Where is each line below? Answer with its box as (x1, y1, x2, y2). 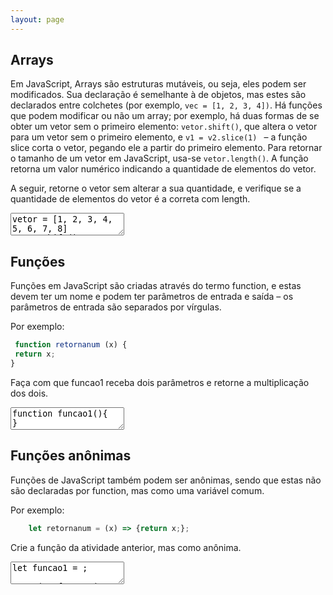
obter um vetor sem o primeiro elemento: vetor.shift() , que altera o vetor (10, 121, 318, 133)
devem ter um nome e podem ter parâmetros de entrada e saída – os (10, 291, 294, 303)
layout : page (10, 14, 65, 25)
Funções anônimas (10, 447, 132, 465)
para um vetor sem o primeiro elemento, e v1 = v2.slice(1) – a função (10, 131, 308, 143)
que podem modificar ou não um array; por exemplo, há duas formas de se (10, 110, 320, 122)
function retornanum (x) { (14, 340, 128, 350)
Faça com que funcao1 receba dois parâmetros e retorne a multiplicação (10, 376, 310, 388)
